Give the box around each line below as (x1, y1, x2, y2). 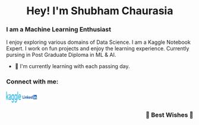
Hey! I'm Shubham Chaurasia (26, 4, 173, 18)
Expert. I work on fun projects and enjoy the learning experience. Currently (6, 45, 189, 52)
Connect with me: (6, 78, 59, 86)
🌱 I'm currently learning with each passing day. (14, 63, 130, 70)
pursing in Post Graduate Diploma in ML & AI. (6, 52, 116, 59)
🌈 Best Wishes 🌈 (145, 111, 194, 119)
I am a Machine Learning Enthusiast (6, 25, 112, 34)
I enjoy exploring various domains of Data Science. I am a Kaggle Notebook (6, 39, 191, 46)
